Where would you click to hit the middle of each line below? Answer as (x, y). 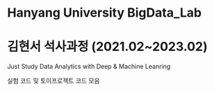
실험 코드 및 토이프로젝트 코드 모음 (53, 81)
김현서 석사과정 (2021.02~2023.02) (108, 47)
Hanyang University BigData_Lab (105, 13)
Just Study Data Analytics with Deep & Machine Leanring (89, 67)
